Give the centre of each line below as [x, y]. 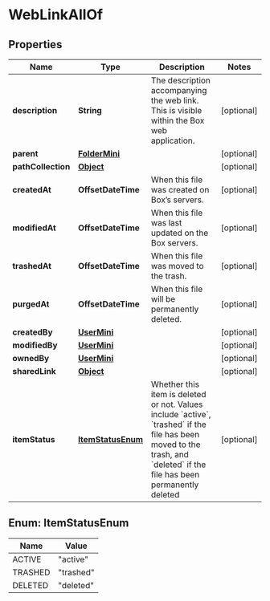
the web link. [175, 100]
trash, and [170, 455]
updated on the [180, 233]
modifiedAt [34, 228]
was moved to [177, 266]
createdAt [32, 190]
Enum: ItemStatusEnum [69, 523]
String [90, 110]
